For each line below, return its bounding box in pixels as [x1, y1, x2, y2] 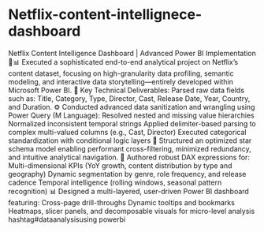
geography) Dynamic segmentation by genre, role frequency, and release [8, 169, 247, 178]
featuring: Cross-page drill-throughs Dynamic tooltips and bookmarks [8, 197, 235, 207]
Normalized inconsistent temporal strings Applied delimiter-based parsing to [8, 118, 256, 128]
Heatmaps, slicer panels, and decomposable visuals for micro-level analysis [8, 206, 255, 215]
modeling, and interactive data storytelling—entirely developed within [8, 77, 234, 86]
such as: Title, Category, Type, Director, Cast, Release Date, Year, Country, [8, 93, 251, 103]
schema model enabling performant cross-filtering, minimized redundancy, [8, 144, 252, 153]
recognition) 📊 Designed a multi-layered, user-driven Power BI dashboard [8, 186, 250, 196]
